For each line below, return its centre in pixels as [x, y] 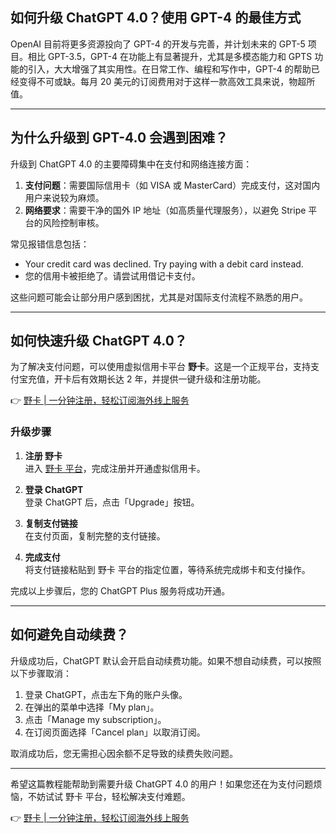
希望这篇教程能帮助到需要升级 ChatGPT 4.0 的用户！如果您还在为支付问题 [162, 784]
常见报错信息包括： [50, 244]
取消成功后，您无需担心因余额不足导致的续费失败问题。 [124, 753]
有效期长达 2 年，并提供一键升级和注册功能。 [173, 379]
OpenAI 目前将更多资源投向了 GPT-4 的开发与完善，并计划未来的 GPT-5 [158, 44]
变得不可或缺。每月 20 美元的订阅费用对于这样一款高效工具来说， [154, 81]
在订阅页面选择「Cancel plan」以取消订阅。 [115, 732]
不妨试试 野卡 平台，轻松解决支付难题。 [109, 796]
